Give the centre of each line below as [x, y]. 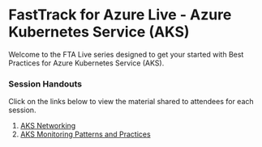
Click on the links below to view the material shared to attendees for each [131, 102]
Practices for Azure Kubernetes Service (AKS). [86, 63]
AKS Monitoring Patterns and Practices [86, 134]
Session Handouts [45, 84]
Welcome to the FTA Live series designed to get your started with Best [126, 54]
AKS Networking [48, 126]
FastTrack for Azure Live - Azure [120, 15]
